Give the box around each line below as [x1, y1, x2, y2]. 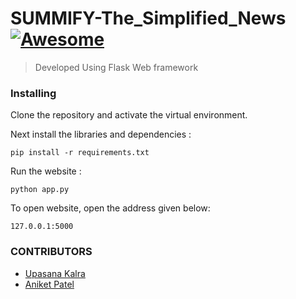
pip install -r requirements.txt [10, 148, 150, 158]
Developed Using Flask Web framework [34, 61, 199, 73]
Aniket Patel [24, 278, 75, 290]
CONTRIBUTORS [10, 245, 93, 259]
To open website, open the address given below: [10, 202, 211, 214]
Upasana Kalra [24, 267, 86, 279]
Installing [10, 86, 57, 100]
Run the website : [10, 165, 82, 177]
